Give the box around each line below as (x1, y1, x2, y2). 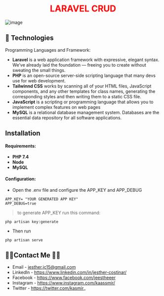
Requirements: (5, 143, 36, 149)
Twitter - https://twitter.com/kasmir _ (12, 285, 86, 291)
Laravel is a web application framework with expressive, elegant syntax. (12, 57, 160, 63)
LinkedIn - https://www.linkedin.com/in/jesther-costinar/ (12, 269, 127, 276)
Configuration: (5, 176, 36, 182)
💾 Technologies (5, 34, 54, 42)
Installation (5, 129, 41, 138)
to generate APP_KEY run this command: (17, 210, 101, 216)
